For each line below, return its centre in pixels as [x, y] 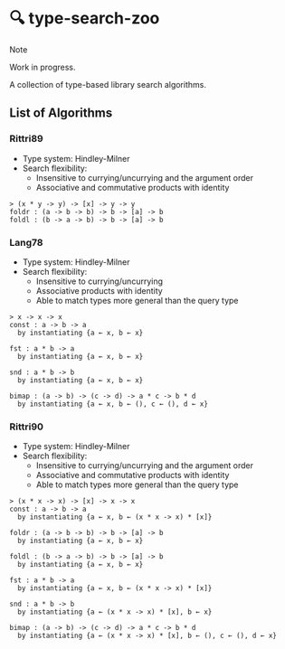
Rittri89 [26, 139]
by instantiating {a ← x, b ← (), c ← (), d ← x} [113, 404]
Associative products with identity [99, 290]
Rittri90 [26, 427]
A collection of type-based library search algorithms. [108, 84]
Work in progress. [43, 67]
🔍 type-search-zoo [85, 19]
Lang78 [26, 242]
